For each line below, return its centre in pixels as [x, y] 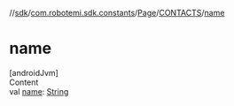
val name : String [39, 91]
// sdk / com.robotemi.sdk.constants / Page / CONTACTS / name [117, 13]
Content [24, 82]
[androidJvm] [34, 72]
